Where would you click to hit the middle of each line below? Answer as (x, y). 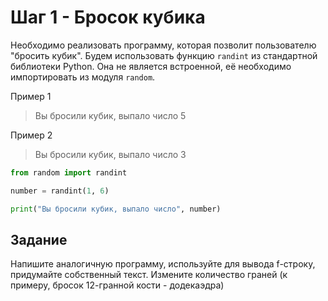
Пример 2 (31, 135)
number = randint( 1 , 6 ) (60, 191)
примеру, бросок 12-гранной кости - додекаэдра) (117, 285)
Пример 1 (31, 96)
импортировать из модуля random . (83, 77)
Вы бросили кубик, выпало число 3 (110, 154)
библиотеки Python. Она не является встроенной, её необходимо (151, 66)
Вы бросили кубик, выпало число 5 (110, 115)
